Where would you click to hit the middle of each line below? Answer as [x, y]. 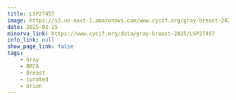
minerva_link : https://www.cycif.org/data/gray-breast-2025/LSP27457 [111, 33]
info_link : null [31, 40]
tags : [15, 54]
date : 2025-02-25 [33, 27]
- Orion [31, 86]
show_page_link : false [40, 46]
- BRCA [29, 66]
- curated [34, 79]
